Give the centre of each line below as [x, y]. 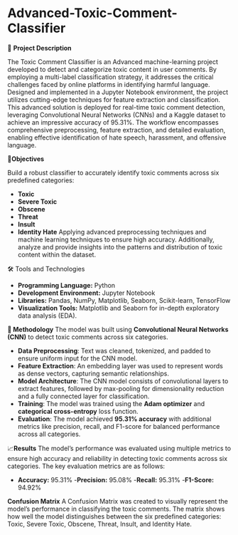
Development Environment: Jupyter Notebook [86, 293]
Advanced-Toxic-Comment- [92, 13]
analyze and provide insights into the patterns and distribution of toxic [120, 246]
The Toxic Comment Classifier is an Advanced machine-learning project [113, 61]
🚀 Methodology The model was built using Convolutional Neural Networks [118, 329]
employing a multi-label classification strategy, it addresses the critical [110, 77]
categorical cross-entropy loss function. [78, 411]
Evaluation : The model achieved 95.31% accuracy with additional [114, 419]
